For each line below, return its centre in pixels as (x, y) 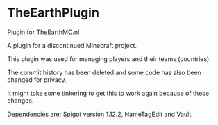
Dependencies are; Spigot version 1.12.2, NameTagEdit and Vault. (100, 114)
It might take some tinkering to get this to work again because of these (108, 93)
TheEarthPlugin (53, 13)
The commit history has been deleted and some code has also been (104, 72)
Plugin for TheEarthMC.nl (43, 32)
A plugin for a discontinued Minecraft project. (72, 45)
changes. (20, 100)
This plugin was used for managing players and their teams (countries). (109, 59)
